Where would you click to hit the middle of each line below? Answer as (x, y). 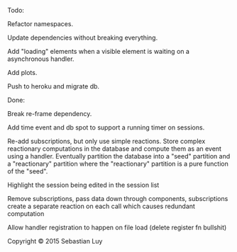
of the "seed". (28, 171)
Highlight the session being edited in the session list (83, 185)
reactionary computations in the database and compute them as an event (115, 149)
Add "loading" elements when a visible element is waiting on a (99, 51)
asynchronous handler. (41, 59)
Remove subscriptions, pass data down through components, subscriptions (118, 199)
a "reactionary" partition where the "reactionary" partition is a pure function (118, 164)
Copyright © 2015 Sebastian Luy (55, 241)
